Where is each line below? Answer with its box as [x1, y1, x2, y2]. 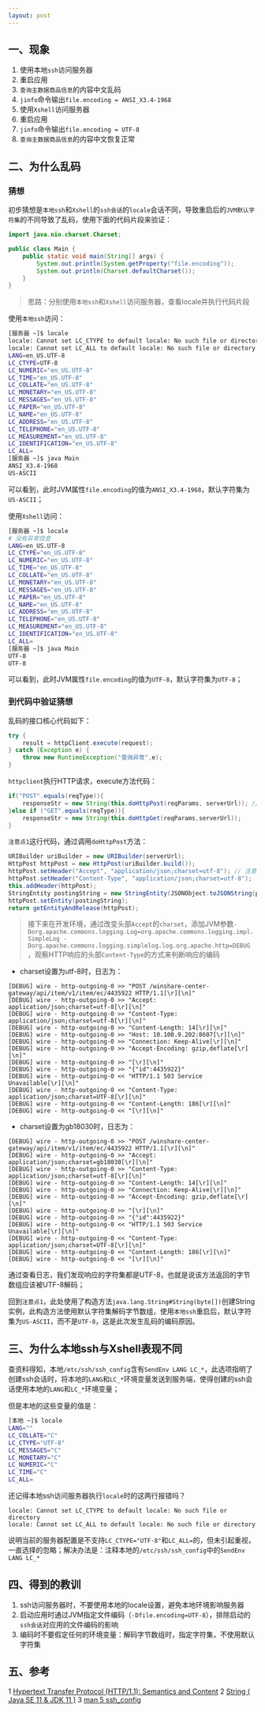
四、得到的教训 [8, 1578, 81, 1591]
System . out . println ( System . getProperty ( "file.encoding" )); [36, 259, 235, 267]
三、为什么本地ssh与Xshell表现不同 [8, 1342, 183, 1355]
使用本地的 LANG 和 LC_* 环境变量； [14, 1385, 120, 1394]
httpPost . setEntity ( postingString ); [8, 897, 129, 905]
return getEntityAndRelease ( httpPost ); [8, 904, 140, 912]
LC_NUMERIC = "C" [8, 1461, 58, 1469]
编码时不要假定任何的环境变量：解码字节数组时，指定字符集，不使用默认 [19, 1630, 255, 1639]
